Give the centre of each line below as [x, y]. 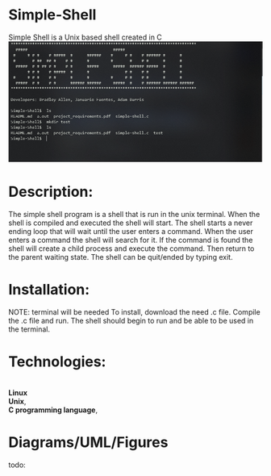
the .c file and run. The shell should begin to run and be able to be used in [131, 320]
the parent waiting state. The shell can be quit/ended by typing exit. [121, 257]
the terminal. [29, 329]
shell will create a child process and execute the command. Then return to [131, 248]
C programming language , [53, 410]
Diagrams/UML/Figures [88, 442]
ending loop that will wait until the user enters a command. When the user [131, 231]
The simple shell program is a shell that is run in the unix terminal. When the [134, 214]
